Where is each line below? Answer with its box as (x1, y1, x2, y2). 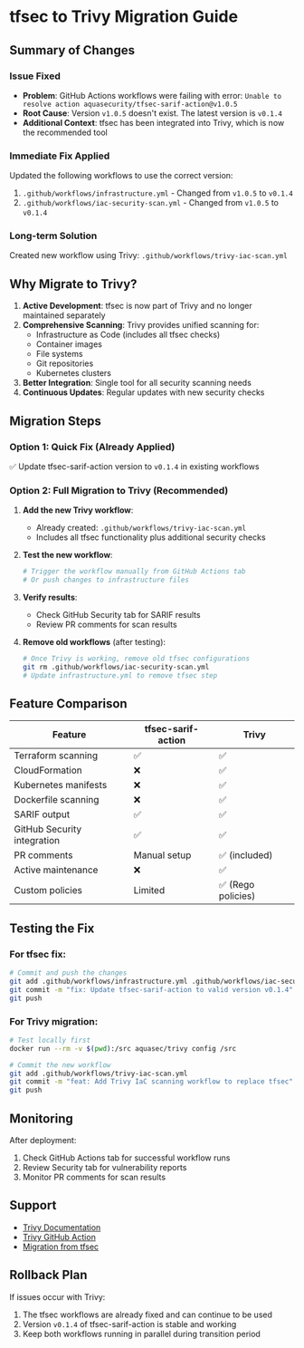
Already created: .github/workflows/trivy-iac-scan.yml (35, 523, 247, 534)
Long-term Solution (9, 229, 98, 242)
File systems (35, 349, 83, 360)
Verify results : (22, 592, 78, 603)
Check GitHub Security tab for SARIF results (35, 610, 201, 621)
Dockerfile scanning (14, 794, 100, 806)
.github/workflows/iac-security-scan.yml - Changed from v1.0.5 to (22, 197, 279, 208)
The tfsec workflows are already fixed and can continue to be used (22, 1309, 273, 1320)
